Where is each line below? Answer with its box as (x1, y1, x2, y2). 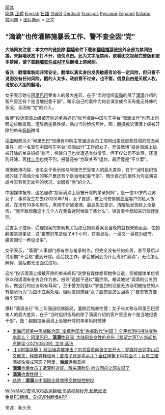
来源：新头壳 (5, 404, 31, 410)
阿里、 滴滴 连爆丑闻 (46, 359, 86, 365)
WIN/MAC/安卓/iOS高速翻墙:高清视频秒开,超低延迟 (5, 388, 107, 394)
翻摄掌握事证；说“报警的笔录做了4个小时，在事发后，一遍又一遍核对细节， (5, 231, 156, 237)
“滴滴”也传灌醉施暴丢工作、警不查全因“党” (5, 33, 136, 41)
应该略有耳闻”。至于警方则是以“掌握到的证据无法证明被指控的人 (30, 282, 160, 288)
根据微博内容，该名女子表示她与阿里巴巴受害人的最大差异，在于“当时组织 (5, 167, 154, 173)
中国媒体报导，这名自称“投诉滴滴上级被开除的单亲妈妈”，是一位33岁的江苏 (5, 189, 156, 195)
